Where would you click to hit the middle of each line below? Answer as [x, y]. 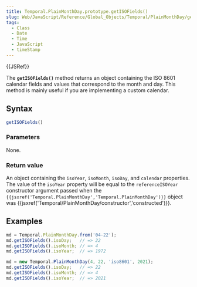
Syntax [19, 109]
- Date [19, 33]
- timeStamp [26, 50]
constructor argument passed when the [54, 191]
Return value [25, 165]
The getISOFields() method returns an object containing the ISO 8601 [91, 77]
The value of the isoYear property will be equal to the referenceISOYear [92, 184]
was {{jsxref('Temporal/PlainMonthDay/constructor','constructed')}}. [89, 203]
